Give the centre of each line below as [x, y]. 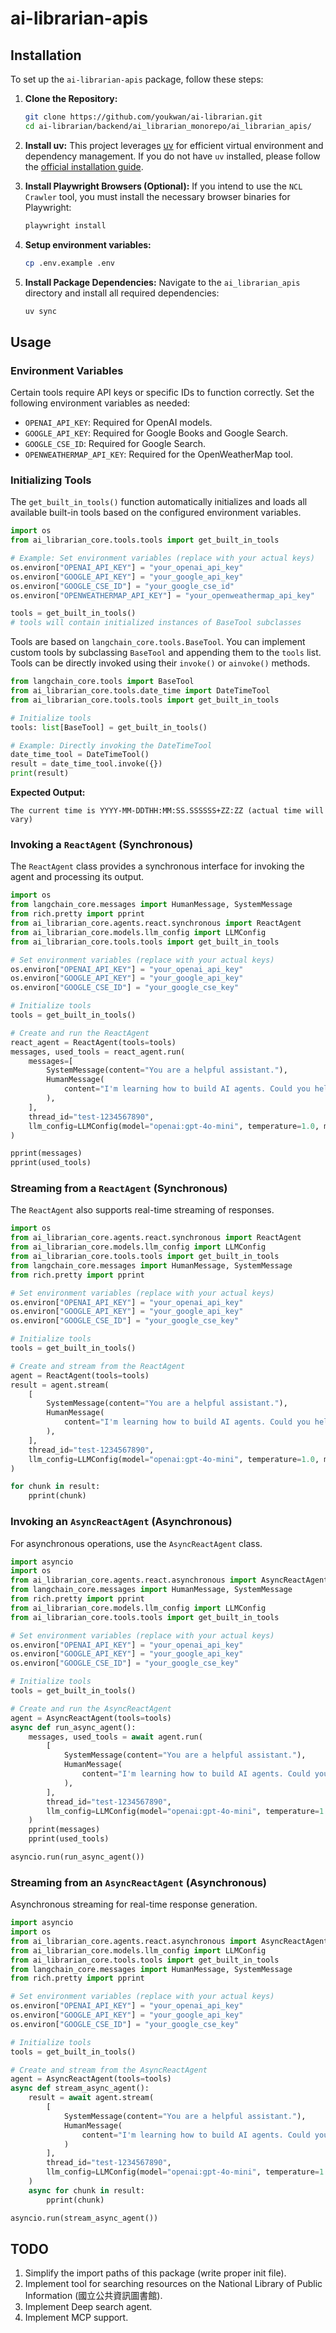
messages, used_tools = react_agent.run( [98, 1052]
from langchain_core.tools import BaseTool [102, 682]
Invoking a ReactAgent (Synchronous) [102, 845]
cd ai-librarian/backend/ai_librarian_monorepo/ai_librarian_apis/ [168, 126]
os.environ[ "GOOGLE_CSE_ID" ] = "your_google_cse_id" [122, 586]
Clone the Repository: [71, 98]
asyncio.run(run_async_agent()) [77, 1857]
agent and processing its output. [77, 877]
